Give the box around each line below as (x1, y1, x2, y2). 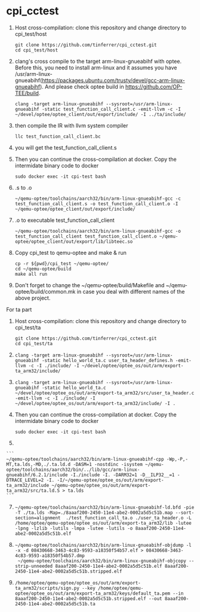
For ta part (6, 306, 32, 313)
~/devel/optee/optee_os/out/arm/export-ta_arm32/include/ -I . (14, 400, 176, 406)
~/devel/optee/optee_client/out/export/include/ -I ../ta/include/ (14, 111, 186, 117)
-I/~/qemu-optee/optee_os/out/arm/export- (57, 477, 164, 483)
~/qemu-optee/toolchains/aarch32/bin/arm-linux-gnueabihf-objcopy (17, 558, 186, 564)
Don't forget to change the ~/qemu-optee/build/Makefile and (14, 281, 165, 288)
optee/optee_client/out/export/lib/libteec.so (14, 238, 133, 245)
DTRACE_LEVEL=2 (6, 477, 44, 483)
